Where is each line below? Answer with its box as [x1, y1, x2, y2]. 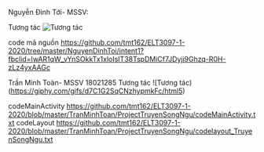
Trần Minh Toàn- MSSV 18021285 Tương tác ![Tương [8, 78, 178, 87]
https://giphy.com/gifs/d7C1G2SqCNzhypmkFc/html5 [10, 86, 183, 96]
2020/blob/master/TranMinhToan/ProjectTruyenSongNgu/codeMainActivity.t [8, 110, 256, 119]
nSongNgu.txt [8, 135, 53, 144]
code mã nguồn [8, 38, 59, 47]
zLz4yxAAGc [8, 63, 51, 72]
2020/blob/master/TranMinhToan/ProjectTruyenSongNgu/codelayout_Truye [8, 126, 253, 136]
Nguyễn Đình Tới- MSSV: [8, 8, 89, 16]
